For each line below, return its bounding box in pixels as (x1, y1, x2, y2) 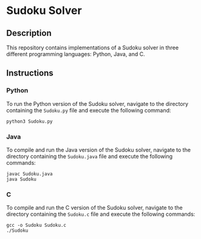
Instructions (6, 68, 53, 78)
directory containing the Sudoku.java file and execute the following (6, 153, 173, 160)
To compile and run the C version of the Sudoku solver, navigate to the (6, 204, 183, 212)
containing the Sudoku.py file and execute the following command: (6, 106, 171, 114)
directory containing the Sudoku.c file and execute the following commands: (6, 210, 196, 218)
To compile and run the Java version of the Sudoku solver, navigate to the (6, 146, 191, 153)
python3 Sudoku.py (6, 118, 53, 125)
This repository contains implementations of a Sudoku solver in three (6, 44, 179, 51)
